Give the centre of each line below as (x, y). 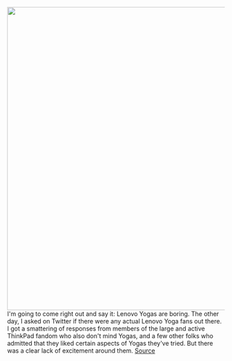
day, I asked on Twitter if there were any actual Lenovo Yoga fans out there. (115, 321)
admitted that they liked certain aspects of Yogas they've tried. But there (110, 343)
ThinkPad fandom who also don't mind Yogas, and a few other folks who (110, 336)
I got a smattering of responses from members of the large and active (106, 328)
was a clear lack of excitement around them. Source (81, 351)
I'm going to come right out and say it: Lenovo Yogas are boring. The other (113, 314)
